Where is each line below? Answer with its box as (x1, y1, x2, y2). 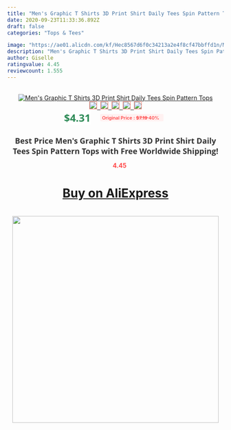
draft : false (7, 23, 45, 30)
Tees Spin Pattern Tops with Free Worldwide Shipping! (12, 145, 219, 156)
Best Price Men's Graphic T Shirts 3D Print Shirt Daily (14, 135, 217, 146)
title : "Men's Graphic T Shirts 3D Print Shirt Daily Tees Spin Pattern (7, 10, 220, 17)
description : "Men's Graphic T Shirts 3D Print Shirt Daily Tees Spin (7, 48, 214, 55)
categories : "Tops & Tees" (7, 29, 85, 37)
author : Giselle (7, 54, 54, 62)
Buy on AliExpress (62, 185, 169, 201)
